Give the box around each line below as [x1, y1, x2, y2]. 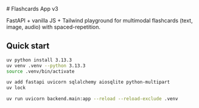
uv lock [6, 85, 26, 91]
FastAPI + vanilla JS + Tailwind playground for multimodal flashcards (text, [6, 17, 193, 24]
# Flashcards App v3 [6, 5, 59, 12]
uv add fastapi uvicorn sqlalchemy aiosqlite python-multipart [6, 79, 170, 86]
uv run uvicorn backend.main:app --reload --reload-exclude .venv [6, 96, 178, 102]
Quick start [6, 41, 50, 51]
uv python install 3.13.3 [6, 57, 72, 63]
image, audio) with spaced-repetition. [6, 24, 100, 30]
